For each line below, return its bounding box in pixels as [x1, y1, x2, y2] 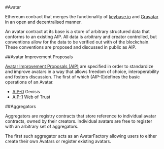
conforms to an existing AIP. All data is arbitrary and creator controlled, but [5, 34, 157, 39]
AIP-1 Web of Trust [12, 94, 51, 100]
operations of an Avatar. [5, 79, 54, 85]
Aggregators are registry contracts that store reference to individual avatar [5, 113, 157, 119]
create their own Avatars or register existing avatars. [5, 138, 112, 144]
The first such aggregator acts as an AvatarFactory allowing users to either [5, 133, 157, 139]
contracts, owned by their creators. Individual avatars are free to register [5, 118, 153, 124]
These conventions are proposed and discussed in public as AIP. [5, 44, 137, 50]
